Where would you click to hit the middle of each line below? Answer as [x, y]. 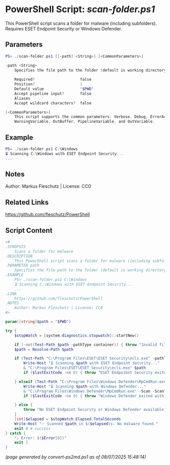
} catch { [16, 433]
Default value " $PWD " [54, 89]
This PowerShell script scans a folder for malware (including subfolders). [81, 23]
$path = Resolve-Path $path [44, 349]
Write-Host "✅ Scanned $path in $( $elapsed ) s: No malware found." [86, 424]
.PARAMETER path [22, 266]
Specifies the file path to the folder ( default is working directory [90, 70]
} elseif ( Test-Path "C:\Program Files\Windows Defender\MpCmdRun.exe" [91, 382]
